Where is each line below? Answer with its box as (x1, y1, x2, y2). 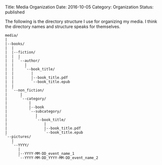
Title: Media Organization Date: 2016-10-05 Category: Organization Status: (5, 4, 154, 10)
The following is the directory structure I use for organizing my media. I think (5, 19, 157, 24)
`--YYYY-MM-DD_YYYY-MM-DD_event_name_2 (17, 155, 98, 160)
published (5, 9, 25, 15)
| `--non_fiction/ (5, 88, 44, 93)
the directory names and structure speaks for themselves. (5, 24, 121, 29)
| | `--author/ (5, 58, 40, 63)
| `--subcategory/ (5, 109, 62, 114)
